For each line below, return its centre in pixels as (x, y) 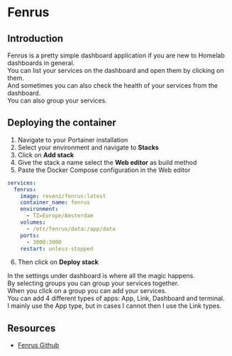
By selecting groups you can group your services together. (93, 283)
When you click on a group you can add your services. (87, 291)
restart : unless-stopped (57, 248)
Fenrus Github (38, 345)
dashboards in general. (41, 63)
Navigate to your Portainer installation (73, 139)
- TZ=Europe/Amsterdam (60, 216)
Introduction (35, 39)
